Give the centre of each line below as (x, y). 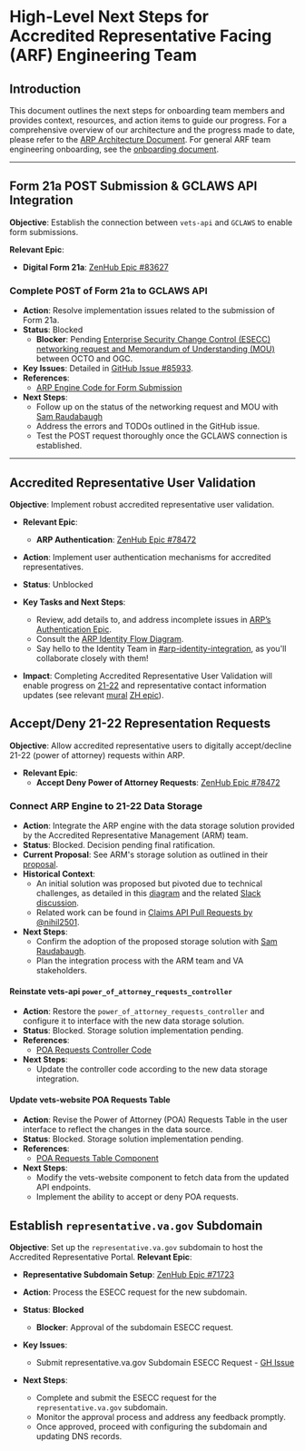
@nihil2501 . (58, 923)
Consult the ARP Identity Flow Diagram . (110, 638)
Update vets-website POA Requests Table (90, 1100)
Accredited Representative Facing (141, 36)
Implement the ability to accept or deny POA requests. (137, 1197)
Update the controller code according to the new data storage (152, 1070)
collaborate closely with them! (92, 658)
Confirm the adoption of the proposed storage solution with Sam (157, 942)
